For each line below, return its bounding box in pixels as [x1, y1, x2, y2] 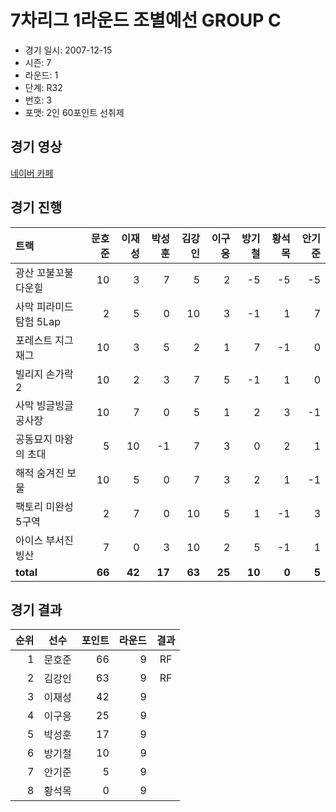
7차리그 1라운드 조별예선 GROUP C [10, 9, 282, 32]
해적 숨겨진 [15, 466, 65, 480]
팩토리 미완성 [15, 499, 74, 513]
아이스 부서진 [15, 533, 74, 547]
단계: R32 [24, 81, 63, 93]
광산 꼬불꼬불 [15, 266, 74, 280]
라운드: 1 [24, 69, 59, 81]
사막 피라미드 [15, 299, 74, 313]
